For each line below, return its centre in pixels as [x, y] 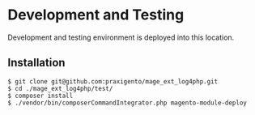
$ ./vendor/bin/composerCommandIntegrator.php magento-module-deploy [127, 103]
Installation [36, 63]
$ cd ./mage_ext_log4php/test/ [60, 88]
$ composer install [40, 96]
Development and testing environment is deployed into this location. [121, 37]
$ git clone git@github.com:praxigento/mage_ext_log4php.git [113, 81]
